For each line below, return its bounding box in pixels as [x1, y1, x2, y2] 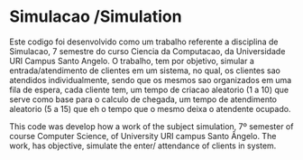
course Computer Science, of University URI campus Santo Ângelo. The [9, 130, 277, 141]
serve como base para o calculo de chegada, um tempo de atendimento [9, 93, 278, 105]
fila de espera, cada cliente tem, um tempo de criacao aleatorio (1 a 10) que [9, 84, 289, 95]
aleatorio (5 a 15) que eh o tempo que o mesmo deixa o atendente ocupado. [9, 103, 291, 114]
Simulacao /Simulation [9, 6, 182, 27]
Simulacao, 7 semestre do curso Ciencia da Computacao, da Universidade [9, 45, 286, 56]
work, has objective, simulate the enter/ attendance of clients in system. [9, 140, 277, 151]
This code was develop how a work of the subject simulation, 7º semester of [9, 120, 294, 132]
